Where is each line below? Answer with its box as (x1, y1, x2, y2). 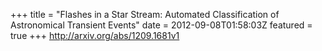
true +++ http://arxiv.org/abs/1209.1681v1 (10, 30, 180, 41)
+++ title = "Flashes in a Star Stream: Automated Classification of (10, 9, 280, 20)
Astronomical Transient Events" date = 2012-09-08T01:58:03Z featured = (10, 19, 313, 31)
